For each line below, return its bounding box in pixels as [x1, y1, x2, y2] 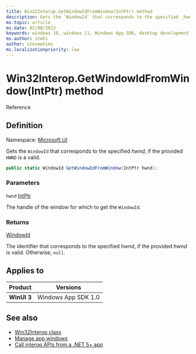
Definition [6, 121, 43, 130]
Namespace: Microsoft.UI [6, 136, 68, 143]
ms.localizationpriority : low [6, 47, 80, 53]
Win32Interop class [14, 328, 62, 335]
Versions [55, 283, 82, 291]
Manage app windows [14, 335, 68, 342]
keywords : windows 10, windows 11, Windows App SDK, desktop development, [6, 30, 192, 36]
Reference [6, 104, 31, 111]
